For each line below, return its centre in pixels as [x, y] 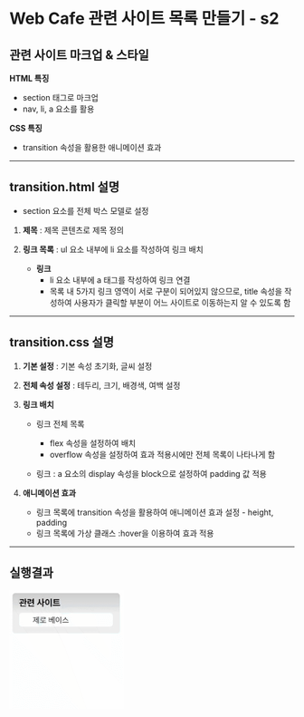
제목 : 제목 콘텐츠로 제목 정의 [73, 230]
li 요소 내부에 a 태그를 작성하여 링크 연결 [120, 280]
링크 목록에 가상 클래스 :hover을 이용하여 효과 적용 [125, 533]
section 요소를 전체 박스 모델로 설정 [85, 210]
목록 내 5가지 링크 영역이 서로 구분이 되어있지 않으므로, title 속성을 [166, 291]
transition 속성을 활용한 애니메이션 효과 [92, 147]
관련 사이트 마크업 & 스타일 [79, 55]
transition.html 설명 [65, 187]
